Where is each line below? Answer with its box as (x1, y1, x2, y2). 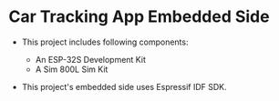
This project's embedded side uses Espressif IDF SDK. (21, 81, 227, 92)
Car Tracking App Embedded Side (8, 6, 270, 27)
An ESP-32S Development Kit (35, 54, 147, 65)
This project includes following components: (21, 36, 189, 47)
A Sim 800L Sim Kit (35, 64, 108, 75)
